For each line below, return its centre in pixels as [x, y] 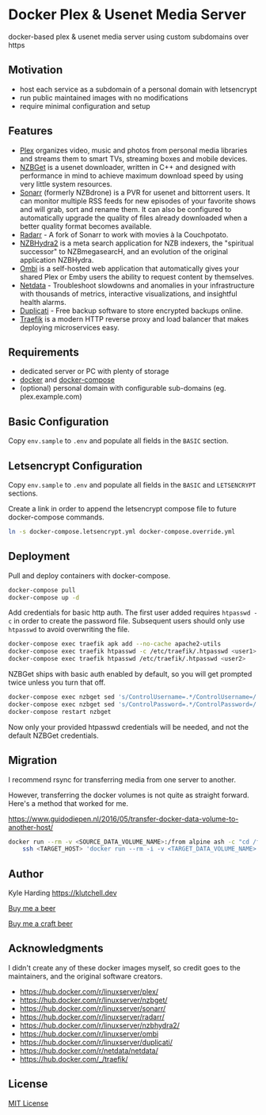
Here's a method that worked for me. [68, 803]
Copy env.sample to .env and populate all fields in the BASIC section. [119, 441]
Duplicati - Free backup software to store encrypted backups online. [131, 311]
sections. [23, 493]
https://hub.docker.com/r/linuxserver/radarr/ [92, 1017]
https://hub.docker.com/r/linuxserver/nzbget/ [93, 1000]
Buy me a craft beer [40, 924]
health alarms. [43, 302]
